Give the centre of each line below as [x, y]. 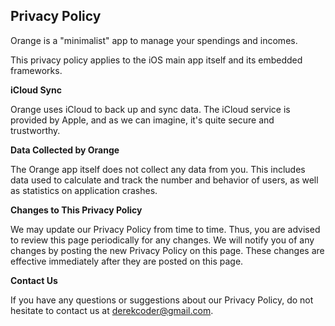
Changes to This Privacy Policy [76, 210]
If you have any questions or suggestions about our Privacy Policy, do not [162, 300]
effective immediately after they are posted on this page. [127, 261]
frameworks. [36, 70]
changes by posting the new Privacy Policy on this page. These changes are [167, 250]
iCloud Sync [36, 90]
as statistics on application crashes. [84, 190]
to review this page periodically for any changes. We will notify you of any [162, 240]
